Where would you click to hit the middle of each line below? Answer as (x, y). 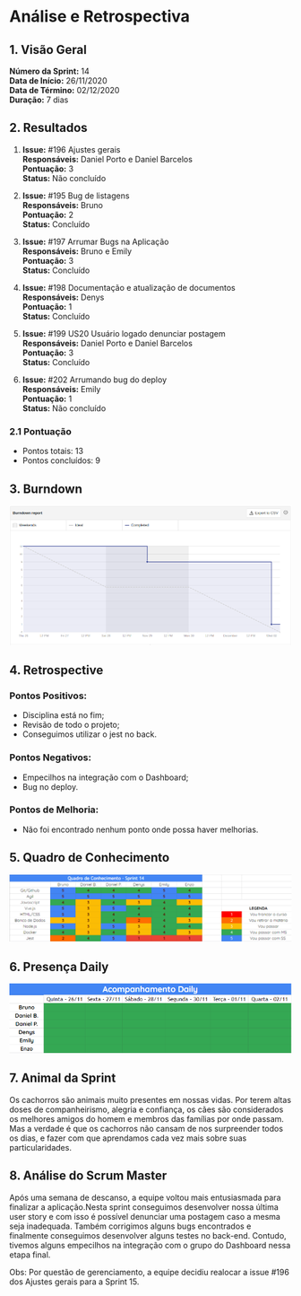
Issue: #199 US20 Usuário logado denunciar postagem (124, 333)
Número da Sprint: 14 (49, 71)
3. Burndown (46, 489)
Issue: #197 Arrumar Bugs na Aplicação (95, 241)
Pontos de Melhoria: (54, 810)
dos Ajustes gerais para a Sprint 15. (74, 1282)
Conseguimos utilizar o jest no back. (89, 734)
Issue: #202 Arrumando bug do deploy (95, 380)
